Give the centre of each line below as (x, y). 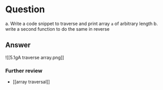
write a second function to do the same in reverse (57, 29)
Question (25, 9)
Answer (18, 45)
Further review (24, 71)
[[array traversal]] (31, 82)
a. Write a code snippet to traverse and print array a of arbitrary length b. (81, 24)
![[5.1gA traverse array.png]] (35, 57)
